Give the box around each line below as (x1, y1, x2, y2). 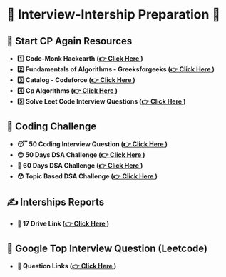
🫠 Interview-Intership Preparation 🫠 (6, 6, 221, 23)
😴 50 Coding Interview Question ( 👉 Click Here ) (16, 139, 168, 148)
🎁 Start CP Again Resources (6, 35, 133, 47)
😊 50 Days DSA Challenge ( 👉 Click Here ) (16, 150, 145, 159)
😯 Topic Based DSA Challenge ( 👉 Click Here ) (16, 171, 158, 181)
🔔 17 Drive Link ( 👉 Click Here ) (16, 219, 110, 228)
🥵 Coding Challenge (6, 121, 97, 133)
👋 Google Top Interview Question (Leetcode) (6, 243, 208, 255)
